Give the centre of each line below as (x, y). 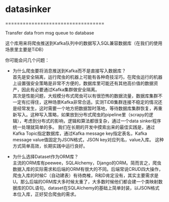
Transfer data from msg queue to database (50, 33)
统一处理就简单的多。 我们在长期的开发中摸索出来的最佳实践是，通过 (83, 127)
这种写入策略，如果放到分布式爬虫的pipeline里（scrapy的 (90, 114)
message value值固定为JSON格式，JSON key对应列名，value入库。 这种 (88, 139)
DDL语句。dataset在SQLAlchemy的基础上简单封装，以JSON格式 (93, 188)
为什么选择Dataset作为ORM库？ (46, 156)
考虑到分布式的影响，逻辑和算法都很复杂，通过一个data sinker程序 (92, 121)
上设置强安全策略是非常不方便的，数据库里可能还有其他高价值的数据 (83, 83)
